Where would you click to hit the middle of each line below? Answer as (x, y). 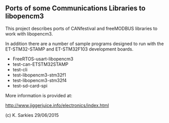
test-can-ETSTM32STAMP (40, 64)
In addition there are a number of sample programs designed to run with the (84, 44)
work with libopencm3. (29, 34)
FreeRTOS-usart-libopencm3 (43, 59)
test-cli (20, 69)
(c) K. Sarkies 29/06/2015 (32, 115)
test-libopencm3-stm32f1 (39, 75)
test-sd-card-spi (30, 86)
